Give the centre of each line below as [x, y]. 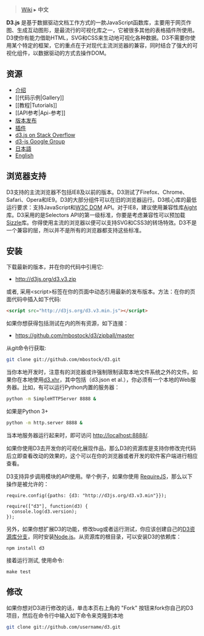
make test [19, 572]
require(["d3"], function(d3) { [47, 506]
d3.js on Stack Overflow [45, 135]
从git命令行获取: [26, 348]
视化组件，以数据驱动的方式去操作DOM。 [58, 53]
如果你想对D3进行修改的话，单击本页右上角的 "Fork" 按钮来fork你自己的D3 [100, 608]
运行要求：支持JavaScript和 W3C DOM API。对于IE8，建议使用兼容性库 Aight [102, 207]
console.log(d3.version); [45, 512]
